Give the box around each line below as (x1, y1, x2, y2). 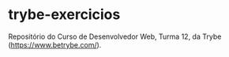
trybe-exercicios (8, 6, 121, 24)
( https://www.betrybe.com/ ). (8, 40, 102, 49)
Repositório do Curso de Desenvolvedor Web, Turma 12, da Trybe (8, 32, 222, 41)
